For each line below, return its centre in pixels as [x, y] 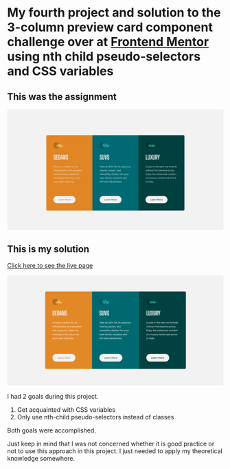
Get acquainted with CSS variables [66, 410]
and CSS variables [60, 71]
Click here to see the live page [50, 266]
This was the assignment [62, 97]
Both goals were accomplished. [51, 430]
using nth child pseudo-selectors [104, 57]
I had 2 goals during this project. [53, 397]
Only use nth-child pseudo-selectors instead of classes [95, 417]
